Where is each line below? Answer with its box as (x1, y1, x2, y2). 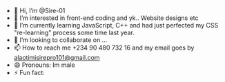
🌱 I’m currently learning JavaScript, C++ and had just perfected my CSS (13, 21, 219, 29)
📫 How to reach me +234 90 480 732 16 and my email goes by (13, 43, 195, 52)
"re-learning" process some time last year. (13, 28, 135, 37)
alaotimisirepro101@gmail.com (13, 54, 100, 61)
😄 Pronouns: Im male (13, 61, 75, 69)
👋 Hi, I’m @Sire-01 (13, 7, 66, 14)
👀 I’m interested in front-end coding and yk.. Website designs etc (13, 14, 199, 22)
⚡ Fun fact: (13, 69, 45, 76)
